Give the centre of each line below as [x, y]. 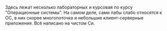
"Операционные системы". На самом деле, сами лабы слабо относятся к [84, 12]
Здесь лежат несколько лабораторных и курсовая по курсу [69, 7]
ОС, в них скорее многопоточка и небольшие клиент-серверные [74, 18]
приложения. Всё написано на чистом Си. [50, 23]
